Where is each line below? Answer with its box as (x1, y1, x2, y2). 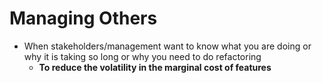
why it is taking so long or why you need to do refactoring (23, 50, 262, 62)
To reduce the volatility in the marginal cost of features (38, 61, 272, 73)
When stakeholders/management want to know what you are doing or (23, 40, 312, 52)
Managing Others (9, 7, 158, 30)
